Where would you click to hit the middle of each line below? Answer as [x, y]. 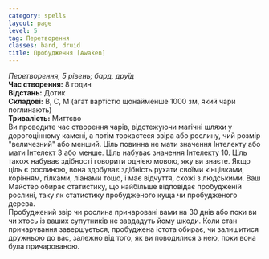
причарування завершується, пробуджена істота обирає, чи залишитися [134, 229]
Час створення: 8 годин [50, 84]
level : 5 [23, 30]
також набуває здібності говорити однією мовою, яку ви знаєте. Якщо [130, 161]
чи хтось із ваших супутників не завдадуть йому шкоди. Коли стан [123, 221]
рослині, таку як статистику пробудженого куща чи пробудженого [123, 195]
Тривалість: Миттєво [45, 118]
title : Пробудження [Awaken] [57, 53]
